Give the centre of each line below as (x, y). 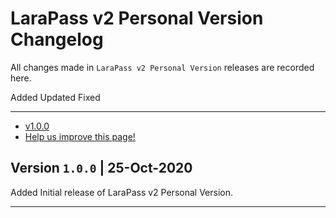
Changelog (57, 39)
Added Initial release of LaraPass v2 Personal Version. (121, 192)
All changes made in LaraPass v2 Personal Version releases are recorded (162, 67)
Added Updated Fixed (55, 97)
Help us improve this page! (80, 136)
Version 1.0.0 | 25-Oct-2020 (101, 168)
